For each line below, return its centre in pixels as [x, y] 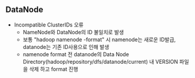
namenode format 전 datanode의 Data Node [76, 54]
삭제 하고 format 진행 [54, 69]
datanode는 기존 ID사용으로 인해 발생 [66, 47]
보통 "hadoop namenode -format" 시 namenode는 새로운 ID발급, [99, 39]
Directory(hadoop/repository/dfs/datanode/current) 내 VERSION [100, 61]
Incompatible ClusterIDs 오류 [49, 25]
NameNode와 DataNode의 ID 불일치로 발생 [73, 32]
